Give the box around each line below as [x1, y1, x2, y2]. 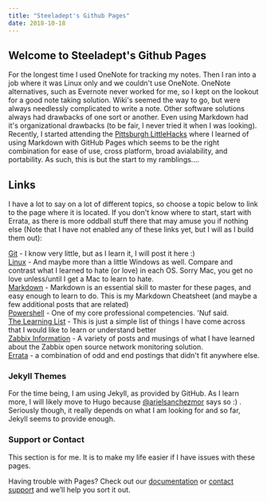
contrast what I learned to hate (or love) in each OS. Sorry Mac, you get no [8, 265, 253, 276]
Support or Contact [8, 434, 85, 445]
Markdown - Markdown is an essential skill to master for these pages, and [8, 283, 251, 293]
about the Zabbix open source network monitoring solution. [8, 342, 203, 352]
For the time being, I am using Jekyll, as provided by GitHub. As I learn [8, 388, 239, 398]
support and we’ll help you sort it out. [8, 484, 131, 494]
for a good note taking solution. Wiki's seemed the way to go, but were [8, 95, 241, 105]
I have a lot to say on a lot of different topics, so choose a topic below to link [8, 199, 258, 209]
